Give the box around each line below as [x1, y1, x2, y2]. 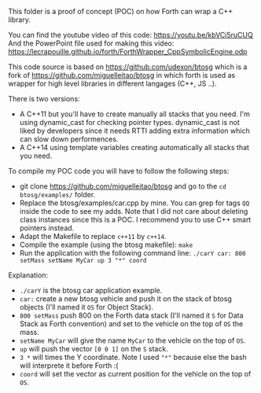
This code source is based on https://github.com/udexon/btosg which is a [8, 62, 248, 72]
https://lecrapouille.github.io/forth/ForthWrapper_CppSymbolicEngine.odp [8, 47, 248, 56]
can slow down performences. [19, 134, 119, 144]
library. [8, 15, 31, 24]
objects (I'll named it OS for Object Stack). [19, 303, 154, 311]
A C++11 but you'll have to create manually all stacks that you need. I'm [19, 109, 250, 119]
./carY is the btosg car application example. [19, 286, 163, 295]
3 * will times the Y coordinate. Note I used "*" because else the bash [19, 353, 248, 362]
